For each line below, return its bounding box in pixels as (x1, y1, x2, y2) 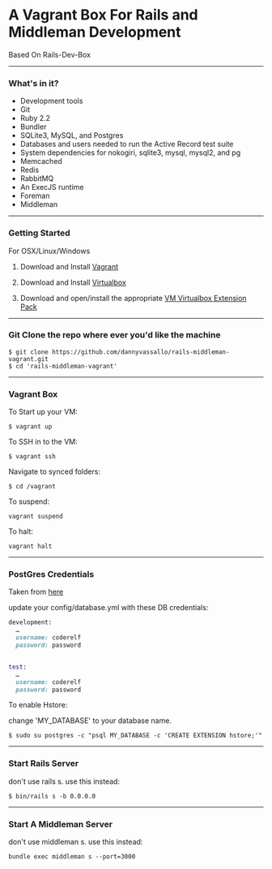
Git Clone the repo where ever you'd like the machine (8, 329, 221, 341)
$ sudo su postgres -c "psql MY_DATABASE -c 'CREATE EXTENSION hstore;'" (8, 732, 263, 740)
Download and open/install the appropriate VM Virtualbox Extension (19, 293, 247, 303)
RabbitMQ (19, 174, 54, 183)
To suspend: (8, 497, 50, 506)
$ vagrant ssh (8, 453, 57, 461)
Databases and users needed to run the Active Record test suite (19, 140, 234, 149)
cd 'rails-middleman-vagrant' (15, 362, 117, 370)
